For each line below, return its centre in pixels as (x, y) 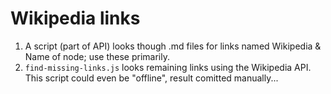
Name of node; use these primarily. (97, 56)
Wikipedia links (75, 18)
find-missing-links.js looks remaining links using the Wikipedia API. (168, 67)
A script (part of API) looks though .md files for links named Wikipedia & (173, 46)
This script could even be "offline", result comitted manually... (151, 78)
